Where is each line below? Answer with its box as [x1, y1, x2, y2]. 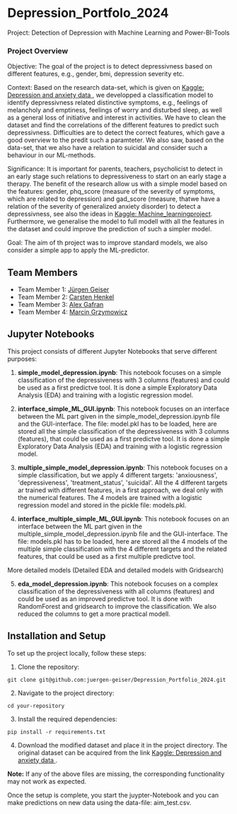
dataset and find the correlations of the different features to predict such [7, 121, 219, 129]
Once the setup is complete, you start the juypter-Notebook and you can [7, 791, 219, 799]
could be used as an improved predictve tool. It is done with [17, 594, 192, 603]
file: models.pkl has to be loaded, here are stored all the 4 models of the [17, 537, 228, 545]
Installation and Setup [7, 630, 106, 642]
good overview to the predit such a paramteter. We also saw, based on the [7, 136, 224, 144]
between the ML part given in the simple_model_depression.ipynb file [17, 412, 221, 420]
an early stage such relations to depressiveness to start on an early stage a [7, 172, 226, 181]
